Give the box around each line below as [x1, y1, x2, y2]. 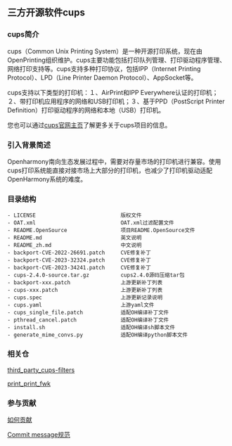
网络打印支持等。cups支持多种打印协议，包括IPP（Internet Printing [7, 64, 201, 72]
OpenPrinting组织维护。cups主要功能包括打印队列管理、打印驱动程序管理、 [7, 56, 226, 64]
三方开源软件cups [7, 6, 86, 19]
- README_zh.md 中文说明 [7, 242, 142, 249]
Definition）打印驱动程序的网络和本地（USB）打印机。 [7, 106, 165, 114]
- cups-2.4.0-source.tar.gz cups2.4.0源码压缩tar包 [7, 272, 185, 279]
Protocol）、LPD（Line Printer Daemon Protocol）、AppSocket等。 [7, 73, 198, 82]
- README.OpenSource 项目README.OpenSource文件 [7, 227, 195, 234]
